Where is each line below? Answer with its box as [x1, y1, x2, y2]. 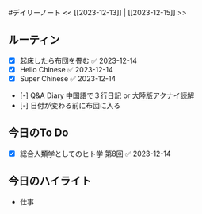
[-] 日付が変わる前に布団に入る [19, 101, 121, 110]
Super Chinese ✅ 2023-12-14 [19, 73, 116, 83]
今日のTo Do [8, 126, 69, 140]
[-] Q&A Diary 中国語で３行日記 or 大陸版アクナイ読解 [19, 91, 195, 100]
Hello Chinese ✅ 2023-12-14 [19, 64, 113, 74]
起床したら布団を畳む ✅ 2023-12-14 [19, 56, 137, 65]
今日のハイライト [8, 174, 92, 188]
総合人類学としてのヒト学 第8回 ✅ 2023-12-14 [19, 149, 172, 158]
